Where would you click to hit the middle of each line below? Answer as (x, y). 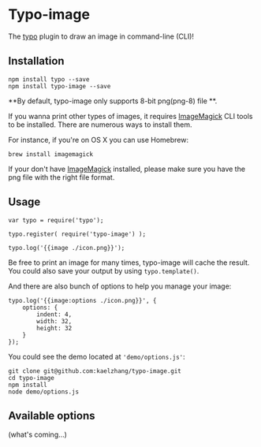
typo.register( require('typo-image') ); (77, 234)
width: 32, (54, 321)
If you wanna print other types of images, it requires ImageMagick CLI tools (130, 116)
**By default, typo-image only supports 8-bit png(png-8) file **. (113, 101)
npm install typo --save (49, 79)
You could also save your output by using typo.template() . (104, 270)
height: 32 (54, 328)
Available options (52, 415)
